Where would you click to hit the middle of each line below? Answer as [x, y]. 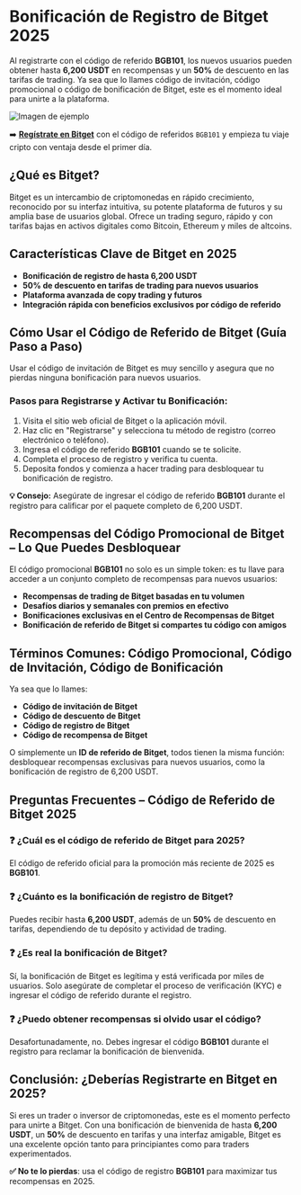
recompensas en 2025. [52, 1181]
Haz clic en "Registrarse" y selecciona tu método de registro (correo [149, 430]
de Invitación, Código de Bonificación [116, 667]
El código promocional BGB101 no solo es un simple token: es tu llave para [147, 569]
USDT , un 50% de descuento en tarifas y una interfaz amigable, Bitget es [145, 1134]
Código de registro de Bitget [76, 726]
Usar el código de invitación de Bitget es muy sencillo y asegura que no [142, 368]
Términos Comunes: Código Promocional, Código [150, 653]
